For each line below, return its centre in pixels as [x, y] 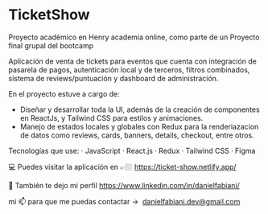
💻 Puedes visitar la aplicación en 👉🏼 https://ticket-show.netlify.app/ [122, 167]
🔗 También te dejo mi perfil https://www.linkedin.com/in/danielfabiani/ [124, 185]
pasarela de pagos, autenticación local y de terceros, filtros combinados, [129, 69]
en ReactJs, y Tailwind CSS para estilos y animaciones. [111, 117]
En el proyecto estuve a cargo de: [64, 93]
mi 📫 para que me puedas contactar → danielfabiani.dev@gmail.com [124, 201]
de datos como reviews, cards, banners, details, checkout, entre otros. [137, 135]
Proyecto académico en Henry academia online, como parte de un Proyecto [134, 37]
